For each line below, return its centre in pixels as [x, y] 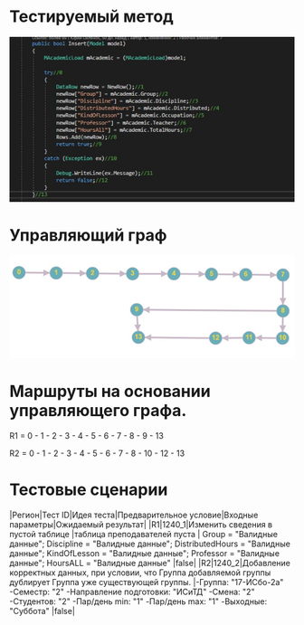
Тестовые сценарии [89, 489]
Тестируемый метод [91, 17]
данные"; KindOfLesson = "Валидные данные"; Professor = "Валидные [145, 553]
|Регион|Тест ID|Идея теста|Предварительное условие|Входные [134, 515]
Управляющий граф [88, 235]
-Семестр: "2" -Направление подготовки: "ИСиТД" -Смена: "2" [132, 592]
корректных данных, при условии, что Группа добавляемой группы [140, 573]
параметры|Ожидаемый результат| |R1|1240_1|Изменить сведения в [141, 524]
